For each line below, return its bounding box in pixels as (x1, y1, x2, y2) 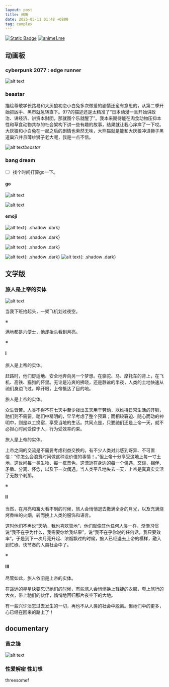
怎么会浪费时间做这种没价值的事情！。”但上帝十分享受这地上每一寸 (20, 453, 157, 459)
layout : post (5, 7, 33, 13)
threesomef (5, 677, 29, 683)
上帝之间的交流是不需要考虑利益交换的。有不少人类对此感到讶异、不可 (5, 447, 151, 453)
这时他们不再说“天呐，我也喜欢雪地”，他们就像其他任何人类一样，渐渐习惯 (5, 523, 159, 529)
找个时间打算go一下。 (12, 169, 58, 175)
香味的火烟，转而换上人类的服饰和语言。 (9, 512, 94, 518)
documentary (5, 624, 49, 633)
